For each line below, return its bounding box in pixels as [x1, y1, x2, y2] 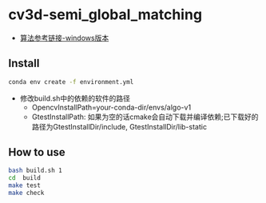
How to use [8, 145, 66, 159]
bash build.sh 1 [8, 166, 62, 175]
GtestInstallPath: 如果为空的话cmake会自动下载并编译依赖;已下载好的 [31, 112, 259, 121]
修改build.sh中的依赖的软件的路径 [19, 94, 130, 103]
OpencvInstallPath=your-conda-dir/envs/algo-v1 [31, 102, 192, 112]
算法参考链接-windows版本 [19, 33, 109, 42]
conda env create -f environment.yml [8, 78, 134, 86]
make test [8, 181, 42, 189]
